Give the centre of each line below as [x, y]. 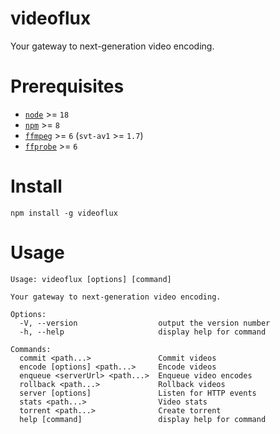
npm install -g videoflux [64, 213]
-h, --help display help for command [143, 332]
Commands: [31, 349]
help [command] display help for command [143, 419]
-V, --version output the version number [145, 323]
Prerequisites [67, 86]
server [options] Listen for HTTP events [138, 393]
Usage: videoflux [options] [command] [91, 279]
